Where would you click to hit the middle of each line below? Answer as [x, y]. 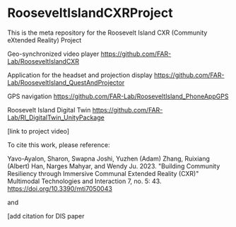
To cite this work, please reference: [59, 145]
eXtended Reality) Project [45, 40]
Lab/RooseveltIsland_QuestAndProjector [66, 82]
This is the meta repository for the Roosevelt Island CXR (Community [107, 33]
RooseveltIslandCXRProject [90, 13]
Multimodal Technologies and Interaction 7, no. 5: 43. [84, 181]
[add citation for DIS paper [46, 216]
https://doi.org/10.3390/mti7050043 [60, 188]
